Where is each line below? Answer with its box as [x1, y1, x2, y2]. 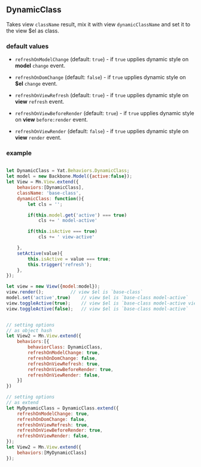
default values [6, 42, 49, 50]
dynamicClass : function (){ [17, 195, 84, 201]
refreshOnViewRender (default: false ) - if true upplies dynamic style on [14, 128, 189, 135]
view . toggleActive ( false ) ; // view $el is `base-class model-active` [6, 306, 188, 312]
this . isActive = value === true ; [28, 256, 111, 262]
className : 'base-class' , [17, 190, 82, 196]
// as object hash [6, 327, 52, 333]
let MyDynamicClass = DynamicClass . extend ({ [6, 405, 119, 411]
